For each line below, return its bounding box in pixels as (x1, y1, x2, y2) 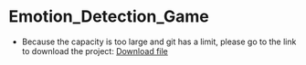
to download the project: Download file (21, 45, 168, 56)
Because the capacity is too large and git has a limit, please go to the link (21, 36, 297, 47)
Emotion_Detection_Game (8, 6, 209, 27)
